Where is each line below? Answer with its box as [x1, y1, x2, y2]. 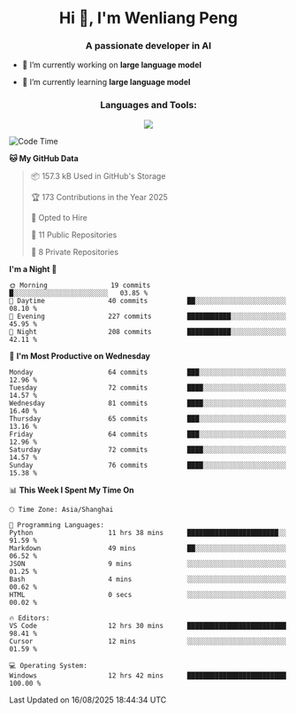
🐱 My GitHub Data [9, 152, 80, 163]
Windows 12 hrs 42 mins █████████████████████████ [9, 671, 287, 680]
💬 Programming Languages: [9, 520, 104, 530]
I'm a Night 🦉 [9, 263, 57, 274]
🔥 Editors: [9, 613, 50, 623]
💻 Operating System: [9, 661, 88, 670]
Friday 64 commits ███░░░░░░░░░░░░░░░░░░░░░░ [9, 430, 287, 438]
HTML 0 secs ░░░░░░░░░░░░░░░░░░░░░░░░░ [9, 590, 287, 599]
